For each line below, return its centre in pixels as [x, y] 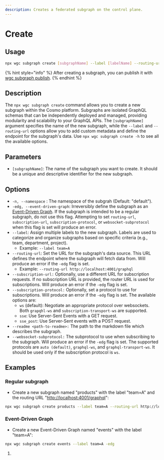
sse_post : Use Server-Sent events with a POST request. [75, 321]
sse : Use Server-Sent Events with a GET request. [69, 316]
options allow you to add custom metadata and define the [88, 131]
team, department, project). [40, 243]
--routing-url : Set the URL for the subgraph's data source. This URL [82, 253]
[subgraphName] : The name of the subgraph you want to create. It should [85, 169]
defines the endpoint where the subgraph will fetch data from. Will [79, 258]
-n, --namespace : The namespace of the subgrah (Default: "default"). [82, 201]
